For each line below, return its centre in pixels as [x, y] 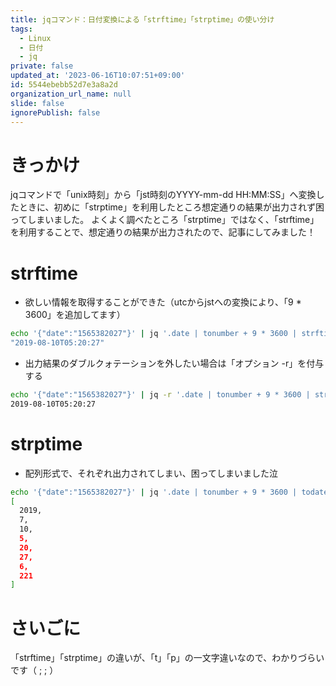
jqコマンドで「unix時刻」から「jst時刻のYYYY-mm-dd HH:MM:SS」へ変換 [163, 195]
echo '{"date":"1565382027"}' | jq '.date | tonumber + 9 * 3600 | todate [169, 492]
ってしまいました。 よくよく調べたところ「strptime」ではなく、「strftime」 [165, 220]
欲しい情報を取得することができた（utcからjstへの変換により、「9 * [163, 302]
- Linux [35, 38]
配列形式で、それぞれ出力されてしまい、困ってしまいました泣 [151, 473]
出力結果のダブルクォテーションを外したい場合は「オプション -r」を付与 [174, 363]
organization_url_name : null [71, 94]
